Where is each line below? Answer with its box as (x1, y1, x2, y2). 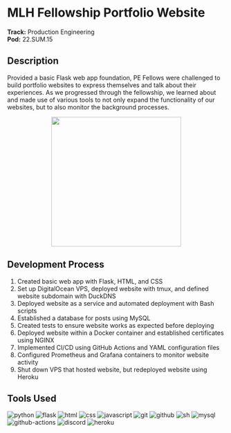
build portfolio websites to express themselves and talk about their (7, 81, 197, 89)
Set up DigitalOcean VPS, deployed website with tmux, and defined (17, 284, 209, 293)
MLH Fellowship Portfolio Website (7, 5, 205, 21)
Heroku (17, 372, 39, 381)
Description (7, 55, 59, 67)
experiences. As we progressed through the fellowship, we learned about (7, 88, 216, 96)
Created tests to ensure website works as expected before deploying (17, 321, 214, 329)
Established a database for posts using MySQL (17, 313, 151, 322)
